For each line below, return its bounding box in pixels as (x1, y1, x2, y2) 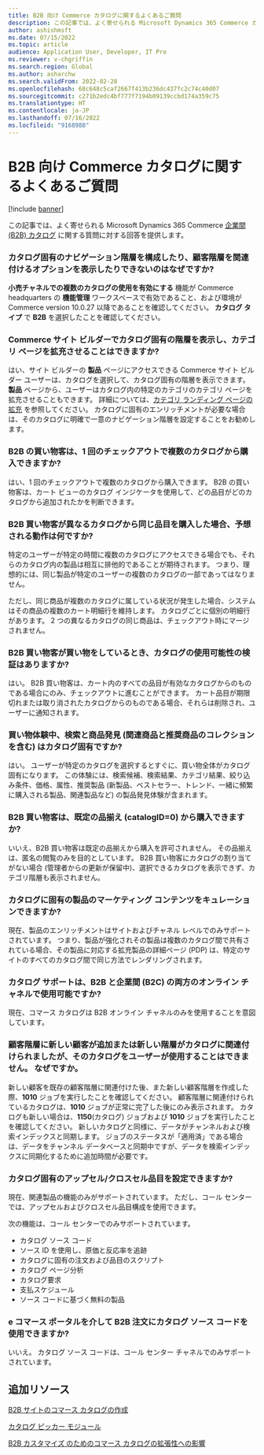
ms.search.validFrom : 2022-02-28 (8, 77, 118, 85)
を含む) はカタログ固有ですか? (8, 741, 123, 752)
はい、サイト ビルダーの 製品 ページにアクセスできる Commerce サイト (8, 366, 239, 375)
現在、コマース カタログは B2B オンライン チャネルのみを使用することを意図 (8, 1008, 256, 1017)
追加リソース (8, 1383, 70, 1396)
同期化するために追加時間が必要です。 (28, 1151, 152, 1160)
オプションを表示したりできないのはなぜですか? (32, 263, 214, 274)
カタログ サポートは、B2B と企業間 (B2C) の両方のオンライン (8, 976, 240, 987)
